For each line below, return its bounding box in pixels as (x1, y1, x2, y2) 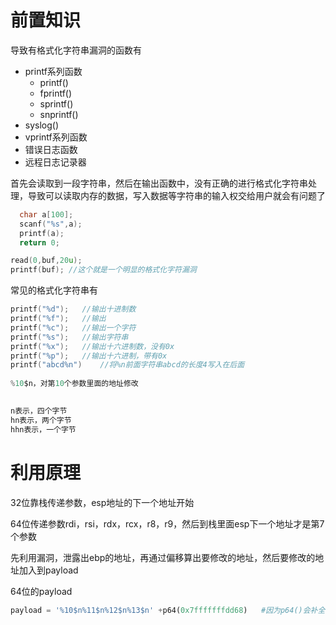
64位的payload (10, 585, 73, 597)
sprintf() (39, 97, 74, 110)
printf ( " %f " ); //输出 (10, 314, 107, 324)
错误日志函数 (24, 143, 78, 155)
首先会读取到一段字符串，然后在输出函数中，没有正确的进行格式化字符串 (10, 177, 308, 189)
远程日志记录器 (24, 156, 87, 168)
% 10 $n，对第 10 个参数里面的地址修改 (10, 379, 139, 389)
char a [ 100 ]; (19, 209, 74, 220)
